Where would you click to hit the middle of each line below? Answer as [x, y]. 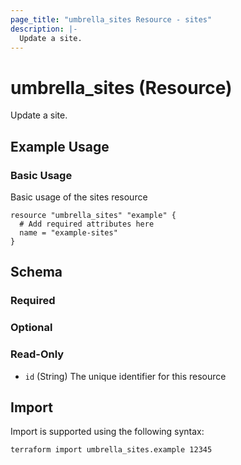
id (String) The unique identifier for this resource [125, 376]
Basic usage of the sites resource [79, 197]
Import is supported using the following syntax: [107, 432]
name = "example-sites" [68, 233]
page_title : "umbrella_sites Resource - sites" [111, 19]
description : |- [44, 29]
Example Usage [60, 146]
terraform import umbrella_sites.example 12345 [111, 450]
